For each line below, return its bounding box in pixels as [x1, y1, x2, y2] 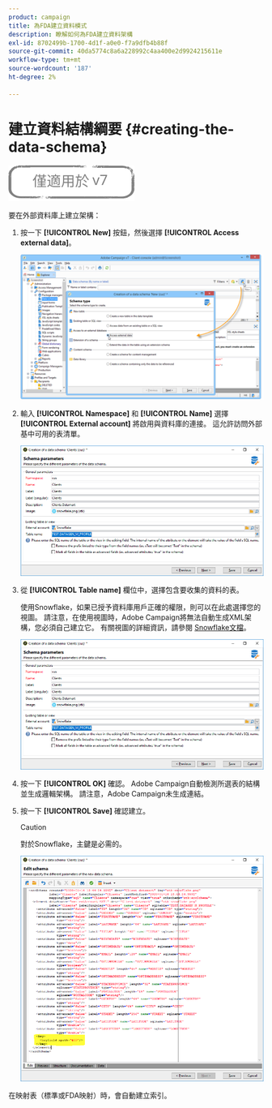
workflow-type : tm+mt [8, 56, 82, 64]
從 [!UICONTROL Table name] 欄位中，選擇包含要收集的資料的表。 [19, 585, 244, 595]
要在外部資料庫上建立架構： [8, 210, 101, 220]
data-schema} [8, 138, 108, 156]
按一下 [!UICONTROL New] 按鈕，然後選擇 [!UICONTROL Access [19, 227, 240, 237]
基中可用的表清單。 [19, 428, 85, 438]
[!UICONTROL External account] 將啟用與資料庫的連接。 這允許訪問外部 [19, 419, 263, 428]
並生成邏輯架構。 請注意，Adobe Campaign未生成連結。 [19, 788, 209, 798]
